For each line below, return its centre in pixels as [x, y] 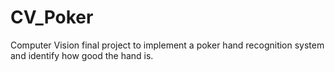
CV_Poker [52, 17]
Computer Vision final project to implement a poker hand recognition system [167, 45]
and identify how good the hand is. [82, 55]
